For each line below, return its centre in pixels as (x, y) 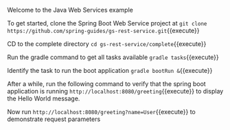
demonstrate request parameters (54, 119)
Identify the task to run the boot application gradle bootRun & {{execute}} (110, 71)
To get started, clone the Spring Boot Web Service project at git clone (107, 23)
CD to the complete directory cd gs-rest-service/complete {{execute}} (107, 44)
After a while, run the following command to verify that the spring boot (106, 84)
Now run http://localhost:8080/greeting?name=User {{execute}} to (101, 112)
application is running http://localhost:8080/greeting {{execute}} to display (115, 91)
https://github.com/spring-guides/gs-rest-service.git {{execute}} (104, 31)
